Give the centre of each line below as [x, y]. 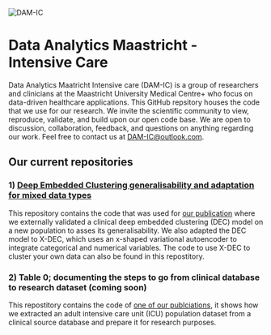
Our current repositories [71, 162]
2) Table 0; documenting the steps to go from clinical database [134, 277]
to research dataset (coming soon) [78, 287]
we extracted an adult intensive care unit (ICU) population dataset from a [130, 313]
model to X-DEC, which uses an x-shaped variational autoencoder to [123, 238]
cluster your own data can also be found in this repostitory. [106, 256]
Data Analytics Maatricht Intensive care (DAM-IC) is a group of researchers [133, 84]
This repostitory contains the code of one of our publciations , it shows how [133, 305]
